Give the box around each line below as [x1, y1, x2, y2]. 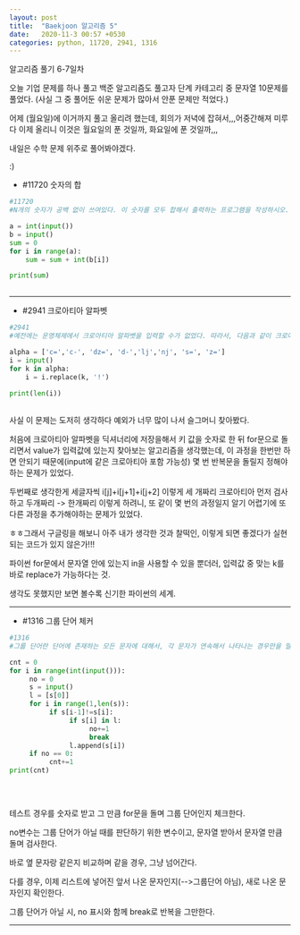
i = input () [9, 355, 54, 365]
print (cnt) [9, 766, 50, 775]
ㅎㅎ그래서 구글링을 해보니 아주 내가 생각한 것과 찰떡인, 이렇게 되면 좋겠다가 [9, 528, 271, 538]
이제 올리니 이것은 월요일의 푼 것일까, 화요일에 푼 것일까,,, [18, 124, 219, 135]
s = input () [29, 683, 74, 692]
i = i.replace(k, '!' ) [25, 372, 110, 381]
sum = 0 [9, 238, 38, 247]
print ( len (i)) [9, 389, 62, 398]
